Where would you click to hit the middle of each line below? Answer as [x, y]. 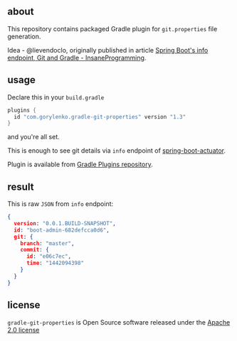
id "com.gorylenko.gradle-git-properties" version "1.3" [100, 117]
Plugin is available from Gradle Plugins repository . [80, 164]
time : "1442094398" [55, 263]
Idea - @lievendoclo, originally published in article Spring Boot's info [108, 50]
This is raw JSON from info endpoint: [60, 204]
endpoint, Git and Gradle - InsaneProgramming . [77, 58]
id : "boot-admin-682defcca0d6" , [62, 230]
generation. [24, 36]
